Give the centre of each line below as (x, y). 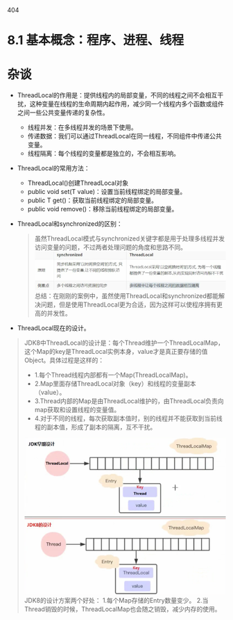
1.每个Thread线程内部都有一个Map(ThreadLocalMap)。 (113, 375)
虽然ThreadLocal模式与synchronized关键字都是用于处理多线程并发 (130, 238)
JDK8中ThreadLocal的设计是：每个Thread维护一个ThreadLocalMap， (124, 343)
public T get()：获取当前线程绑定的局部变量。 (93, 200)
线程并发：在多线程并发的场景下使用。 (82, 127)
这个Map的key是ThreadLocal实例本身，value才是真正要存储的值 (116, 351)
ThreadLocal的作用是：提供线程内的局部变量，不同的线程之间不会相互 (117, 95)
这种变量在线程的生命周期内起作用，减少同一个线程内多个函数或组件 (127, 104)
